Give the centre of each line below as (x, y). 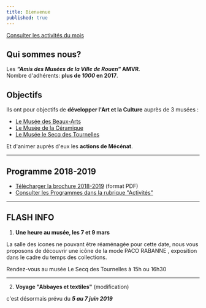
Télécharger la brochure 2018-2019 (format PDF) (77, 186)
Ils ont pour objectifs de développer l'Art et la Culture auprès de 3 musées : (103, 110)
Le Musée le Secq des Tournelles (57, 135)
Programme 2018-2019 (51, 171)
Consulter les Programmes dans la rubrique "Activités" (84, 192)
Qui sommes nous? (44, 54)
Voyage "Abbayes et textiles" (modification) (72, 287)
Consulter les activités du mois (45, 35)
